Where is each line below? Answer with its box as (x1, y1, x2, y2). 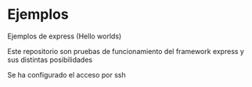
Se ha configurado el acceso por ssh (7, 70, 126, 79)
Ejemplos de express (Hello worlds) (7, 31, 122, 41)
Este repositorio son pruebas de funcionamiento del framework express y (7, 46, 244, 56)
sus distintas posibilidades (7, 55, 93, 64)
